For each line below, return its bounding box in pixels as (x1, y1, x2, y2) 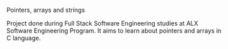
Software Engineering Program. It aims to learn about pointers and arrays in (6, 27, 222, 35)
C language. (6, 34, 41, 42)
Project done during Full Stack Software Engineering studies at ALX (6, 19, 198, 27)
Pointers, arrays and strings (6, 6, 86, 14)
